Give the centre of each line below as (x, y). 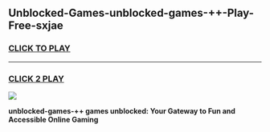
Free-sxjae (36, 26)
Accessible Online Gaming (53, 119)
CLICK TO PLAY (39, 49)
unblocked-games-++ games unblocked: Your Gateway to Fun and (122, 110)
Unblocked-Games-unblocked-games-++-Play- (131, 13)
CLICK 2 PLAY (36, 78)
